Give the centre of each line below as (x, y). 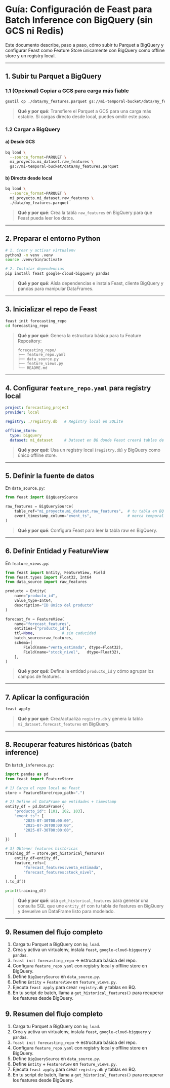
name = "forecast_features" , (43, 624)
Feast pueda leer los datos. (46, 218)
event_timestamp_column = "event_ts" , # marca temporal (89, 516)
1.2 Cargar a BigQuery (33, 129)
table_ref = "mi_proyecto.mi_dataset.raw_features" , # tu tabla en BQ (89, 511)
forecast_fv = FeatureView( (35, 619)
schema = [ (24, 643)
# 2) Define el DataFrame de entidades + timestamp (61, 802)
